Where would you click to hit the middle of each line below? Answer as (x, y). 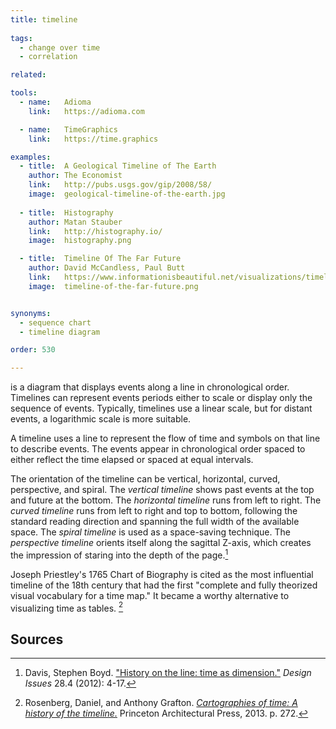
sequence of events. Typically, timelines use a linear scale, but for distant (161, 408)
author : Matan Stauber (75, 222)
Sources (37, 639)
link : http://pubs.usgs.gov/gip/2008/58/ (120, 185)
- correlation (48, 57)
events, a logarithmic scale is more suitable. (101, 419)
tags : (21, 38)
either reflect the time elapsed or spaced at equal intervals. (132, 460)
